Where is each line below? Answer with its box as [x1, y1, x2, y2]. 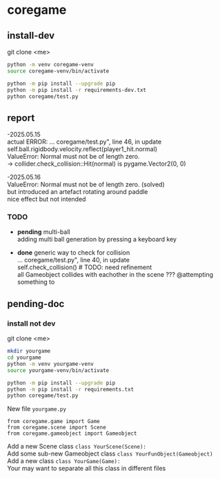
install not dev [7, 318, 56, 328]
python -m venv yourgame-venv [7, 360, 94, 367]
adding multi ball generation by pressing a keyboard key [17, 235, 177, 244]
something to [17, 278, 55, 286]
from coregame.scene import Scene [7, 424, 107, 431]
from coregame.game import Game [7, 418, 100, 425]
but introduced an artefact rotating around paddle [7, 188, 148, 196]
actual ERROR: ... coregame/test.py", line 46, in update [7, 137, 162, 146]
